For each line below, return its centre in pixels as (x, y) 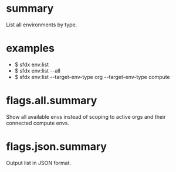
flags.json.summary (57, 147)
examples (30, 48)
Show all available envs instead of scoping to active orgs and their (86, 116)
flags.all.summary (52, 101)
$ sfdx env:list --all (37, 70)
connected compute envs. (38, 123)
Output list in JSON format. (39, 163)
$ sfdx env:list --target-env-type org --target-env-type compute (92, 77)
